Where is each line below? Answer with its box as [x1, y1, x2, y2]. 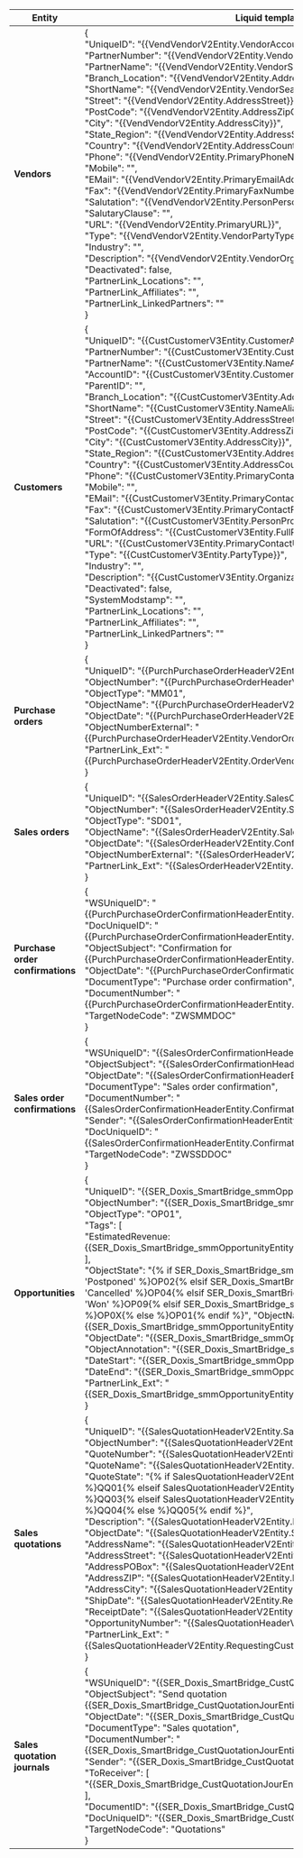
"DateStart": [84, 1354, 136, 1367]
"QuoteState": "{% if [84, 1470, 170, 1482]
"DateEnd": [84, 1366, 133, 1377]
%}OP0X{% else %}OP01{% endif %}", [84, 1309, 252, 1322]
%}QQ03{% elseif [84, 1493, 161, 1505]
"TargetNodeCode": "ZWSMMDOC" [84, 1010, 236, 1021]
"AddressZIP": [84, 1572, 144, 1584]
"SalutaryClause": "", [84, 207, 173, 219]
